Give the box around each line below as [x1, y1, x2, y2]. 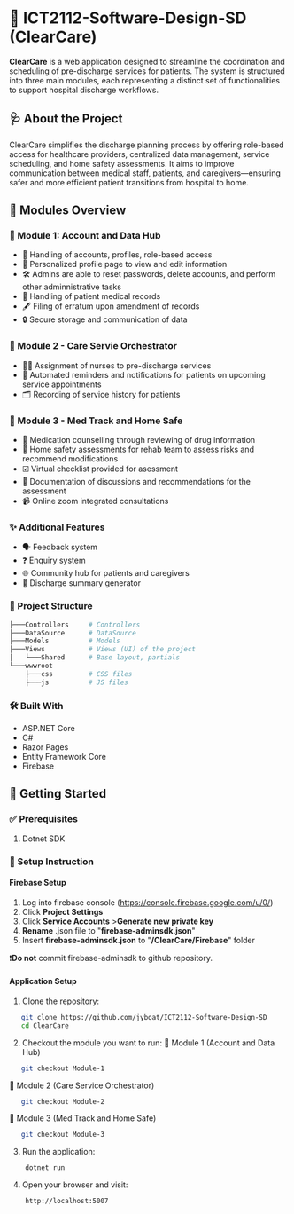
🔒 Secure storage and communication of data [21, 314, 188, 325]
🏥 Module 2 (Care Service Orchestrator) [9, 1080, 155, 1091]
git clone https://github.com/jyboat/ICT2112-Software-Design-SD [20, 1013, 267, 1021]
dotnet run [25, 1163, 66, 1172]
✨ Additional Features [9, 521, 105, 533]
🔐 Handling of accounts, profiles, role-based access [21, 249, 213, 260]
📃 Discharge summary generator [21, 578, 142, 588]
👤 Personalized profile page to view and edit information [21, 259, 228, 270]
